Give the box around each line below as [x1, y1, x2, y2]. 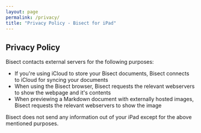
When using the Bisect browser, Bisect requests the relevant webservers [14, 82, 195, 90]
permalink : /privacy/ [5, 14, 60, 20]
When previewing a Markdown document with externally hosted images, [14, 96, 194, 103]
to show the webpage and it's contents [14, 89, 111, 96]
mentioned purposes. [5, 120, 59, 127]
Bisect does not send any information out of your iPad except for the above [5, 114, 192, 121]
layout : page [5, 8, 39, 15]
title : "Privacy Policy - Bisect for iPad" [5, 20, 117, 26]
